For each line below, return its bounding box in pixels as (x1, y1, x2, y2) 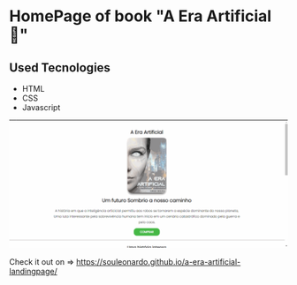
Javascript (21, 102, 61, 112)
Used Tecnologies (9, 60, 110, 75)
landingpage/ (9, 266, 57, 277)
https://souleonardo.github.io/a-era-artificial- (76, 257, 241, 267)
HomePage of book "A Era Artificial (9, 6, 272, 26)
